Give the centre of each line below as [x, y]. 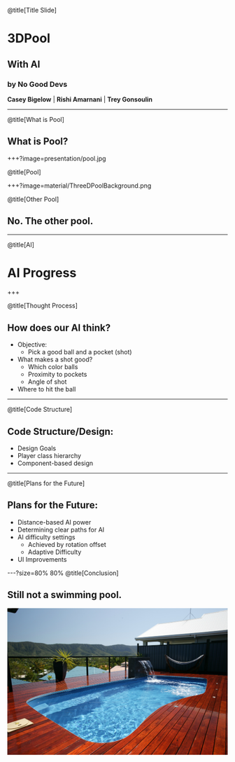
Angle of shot [47, 382]
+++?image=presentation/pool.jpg [57, 158]
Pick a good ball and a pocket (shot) [80, 352]
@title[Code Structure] [40, 410]
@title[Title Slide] [32, 10]
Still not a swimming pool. [65, 595]
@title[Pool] [24, 172]
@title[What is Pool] [36, 119]
